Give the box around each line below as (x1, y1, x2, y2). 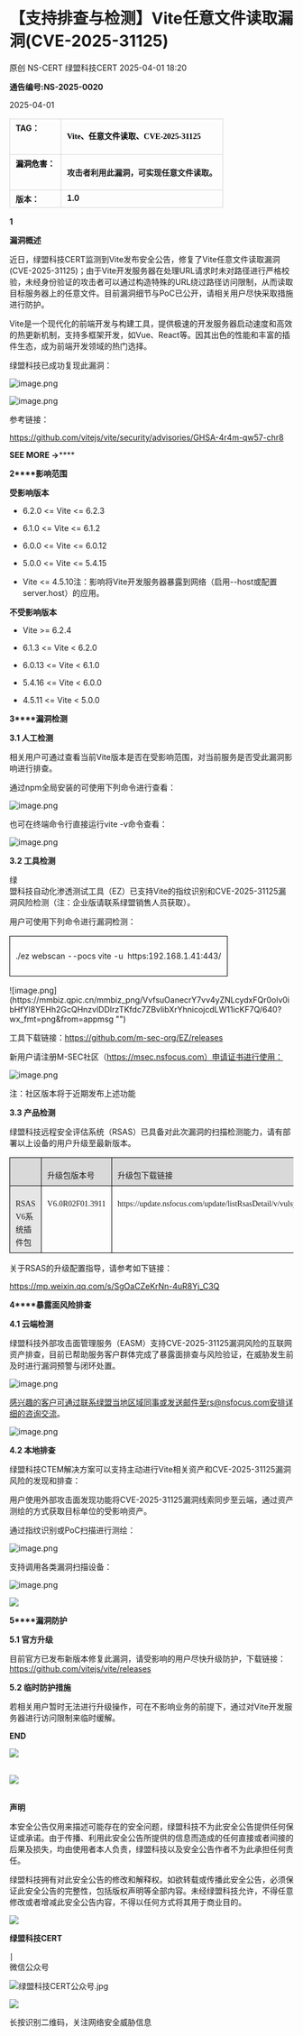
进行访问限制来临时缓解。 (24, 1712, 120, 1723)
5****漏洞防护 (9, 1615, 68, 1626)
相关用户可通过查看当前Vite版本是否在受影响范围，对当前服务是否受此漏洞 (9, 752, 285, 763)
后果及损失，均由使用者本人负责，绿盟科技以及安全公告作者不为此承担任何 (9, 1844, 286, 1855)
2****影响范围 (9, 468, 68, 479)
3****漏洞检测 (9, 713, 68, 724)
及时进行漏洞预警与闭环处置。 (9, 1361, 120, 1371)
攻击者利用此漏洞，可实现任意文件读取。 (67, 169, 217, 179)
